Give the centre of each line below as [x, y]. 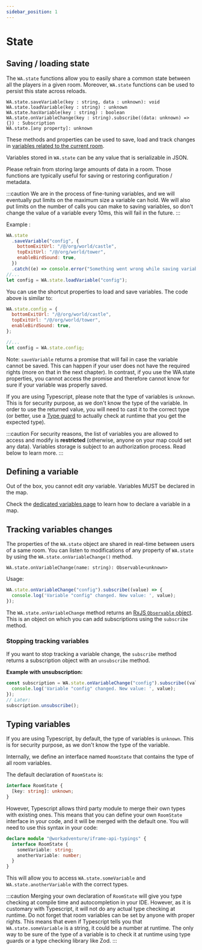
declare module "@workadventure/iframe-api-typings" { [76, 838]
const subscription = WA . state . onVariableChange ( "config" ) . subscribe [95, 683]
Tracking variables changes [60, 529]
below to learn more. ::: [35, 453]
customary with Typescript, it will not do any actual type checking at [91, 909]
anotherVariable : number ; [50, 855]
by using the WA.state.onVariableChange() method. [70, 557]
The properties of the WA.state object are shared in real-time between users [100, 544]
